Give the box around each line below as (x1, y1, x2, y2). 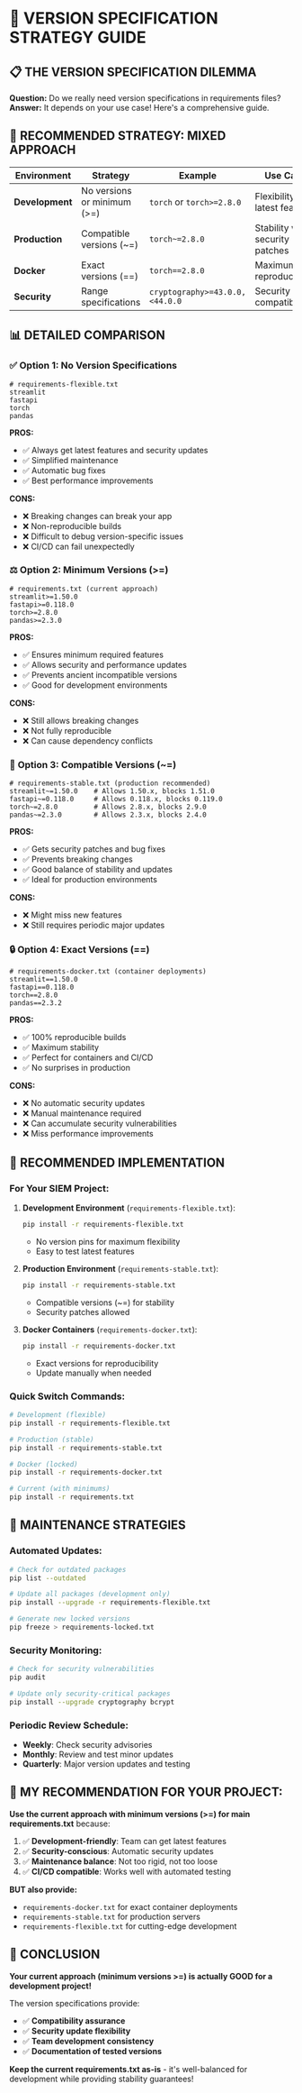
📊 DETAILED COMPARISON (9, 328, 165, 343)
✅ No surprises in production (22, 1063, 130, 1074)
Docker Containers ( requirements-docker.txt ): (22, 1324, 198, 1335)
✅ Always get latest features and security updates (22, 444, 209, 455)
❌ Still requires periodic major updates (22, 919, 165, 931)
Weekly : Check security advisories (22, 1740, 153, 1750)
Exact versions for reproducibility (35, 1357, 159, 1368)
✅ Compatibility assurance (22, 2015, 126, 2026)
